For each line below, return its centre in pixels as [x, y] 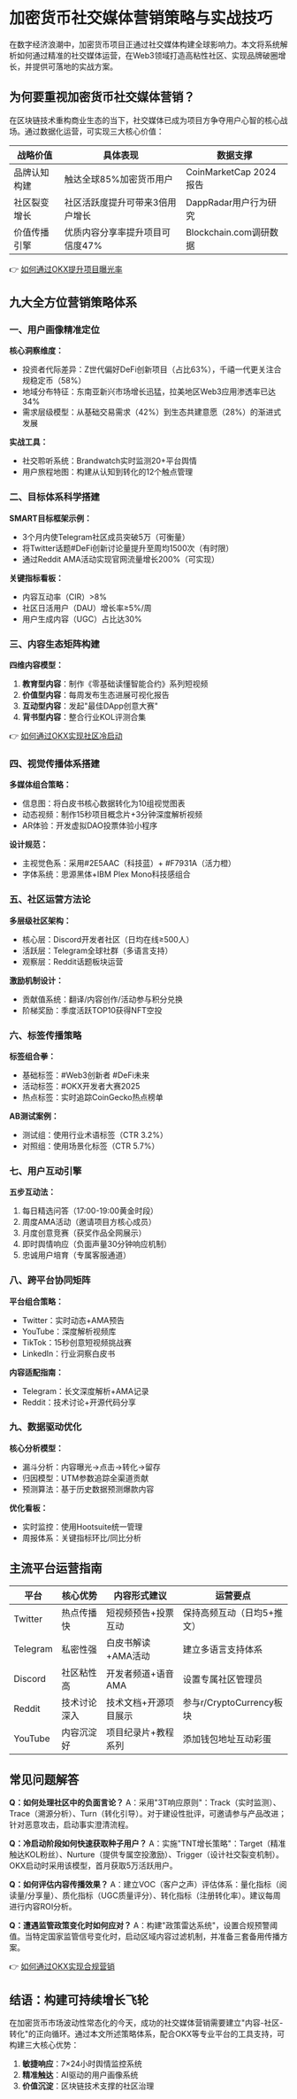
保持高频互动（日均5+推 [233, 1613]
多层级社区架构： [40, 920]
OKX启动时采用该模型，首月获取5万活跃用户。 [93, 1866]
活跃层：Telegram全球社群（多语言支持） [97, 950]
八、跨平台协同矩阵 [50, 1281]
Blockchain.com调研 [228, 232]
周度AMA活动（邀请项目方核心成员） [89, 1222]
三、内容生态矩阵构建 [54, 644]
